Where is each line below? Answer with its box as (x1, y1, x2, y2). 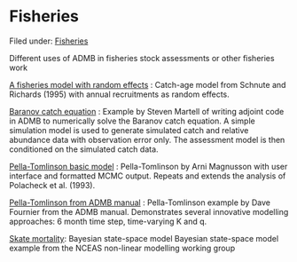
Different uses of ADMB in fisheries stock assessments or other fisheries (9, 52, 275, 63)
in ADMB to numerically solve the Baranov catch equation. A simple (9, 115, 255, 126)
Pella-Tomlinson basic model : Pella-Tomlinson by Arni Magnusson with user (9, 161, 288, 171)
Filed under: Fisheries (9, 36, 89, 46)
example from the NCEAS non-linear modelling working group (9, 242, 236, 253)
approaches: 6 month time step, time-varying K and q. (9, 216, 207, 226)
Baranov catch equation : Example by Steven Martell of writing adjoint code (9, 106, 285, 116)
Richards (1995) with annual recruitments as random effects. (9, 89, 231, 99)
